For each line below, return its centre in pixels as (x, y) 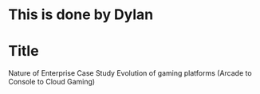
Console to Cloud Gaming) (52, 82)
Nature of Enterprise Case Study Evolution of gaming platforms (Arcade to (130, 73)
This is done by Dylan (81, 15)
